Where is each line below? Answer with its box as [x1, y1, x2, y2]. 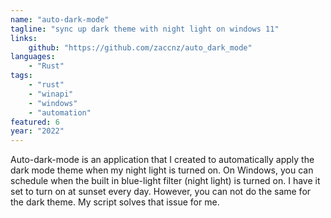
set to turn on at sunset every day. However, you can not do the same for [10, 186, 312, 198]
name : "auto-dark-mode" [10, 14, 110, 25]
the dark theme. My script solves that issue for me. [10, 196, 220, 208]
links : [10, 33, 38, 43]
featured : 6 [10, 117, 60, 127]
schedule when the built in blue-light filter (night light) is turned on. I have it [10, 175, 321, 187]
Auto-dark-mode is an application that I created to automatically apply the [10, 154, 315, 166]
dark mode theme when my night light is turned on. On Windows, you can [10, 164, 314, 176]
